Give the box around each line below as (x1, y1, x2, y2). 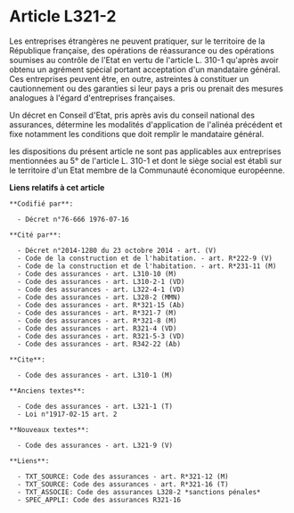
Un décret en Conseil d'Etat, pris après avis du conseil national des (9, 110, 256, 120)
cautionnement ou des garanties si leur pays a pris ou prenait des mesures (9, 83, 283, 94)
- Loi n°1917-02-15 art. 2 (17, 410, 118, 419)
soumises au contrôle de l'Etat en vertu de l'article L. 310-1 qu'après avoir (9, 54, 279, 65)
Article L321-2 (9, 6, 117, 27)
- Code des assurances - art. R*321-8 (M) (17, 316, 177, 325)
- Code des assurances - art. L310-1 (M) (17, 370, 174, 379)
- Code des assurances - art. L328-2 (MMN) (17, 292, 181, 302)
